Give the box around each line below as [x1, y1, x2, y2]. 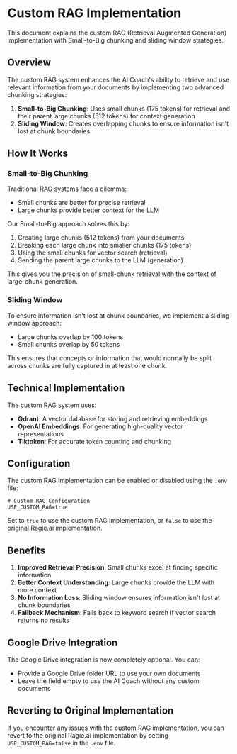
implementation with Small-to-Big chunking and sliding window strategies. [7, 35, 224, 44]
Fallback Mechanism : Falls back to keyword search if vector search [17, 609, 216, 617]
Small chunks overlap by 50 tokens [17, 340, 120, 348]
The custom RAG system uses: [7, 401, 97, 409]
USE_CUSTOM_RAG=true [7, 504, 69, 511]
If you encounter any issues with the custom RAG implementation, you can [7, 723, 224, 732]
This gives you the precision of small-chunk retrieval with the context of [7, 270, 217, 278]
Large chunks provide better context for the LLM [17, 206, 160, 214]
